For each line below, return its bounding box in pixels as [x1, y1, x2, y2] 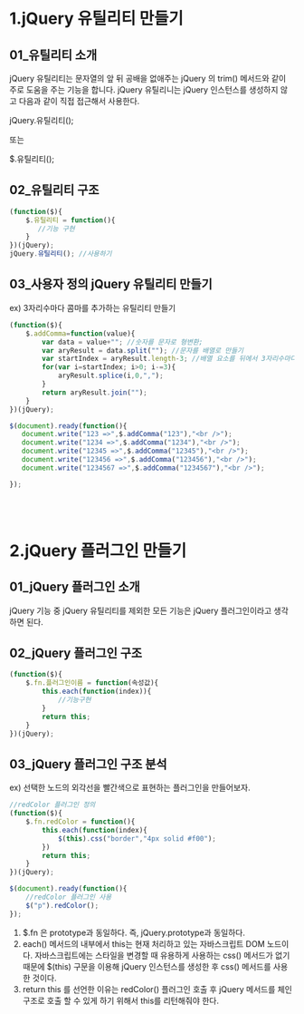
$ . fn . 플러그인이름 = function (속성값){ [25, 678, 159, 687]
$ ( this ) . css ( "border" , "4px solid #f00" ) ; [57, 834, 217, 843]
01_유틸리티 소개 [9, 47, 98, 63]
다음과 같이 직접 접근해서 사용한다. [18, 96, 140, 106]
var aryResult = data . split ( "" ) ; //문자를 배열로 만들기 [42, 346, 244, 355]
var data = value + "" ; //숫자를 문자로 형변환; [42, 337, 204, 346]
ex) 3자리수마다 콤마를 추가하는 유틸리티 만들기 [9, 302, 176, 313]
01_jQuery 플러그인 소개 [9, 580, 140, 595]
